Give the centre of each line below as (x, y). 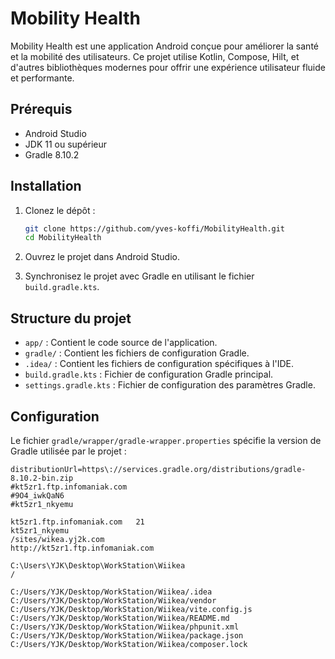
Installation (46, 186)
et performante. (42, 78)
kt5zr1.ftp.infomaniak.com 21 (77, 522)
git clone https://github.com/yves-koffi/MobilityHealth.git (155, 228)
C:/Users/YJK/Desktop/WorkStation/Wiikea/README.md (120, 618)
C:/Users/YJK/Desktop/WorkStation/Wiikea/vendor (113, 600)
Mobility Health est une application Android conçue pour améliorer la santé (164, 46)
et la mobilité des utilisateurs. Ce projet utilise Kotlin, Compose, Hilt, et (155, 56)
